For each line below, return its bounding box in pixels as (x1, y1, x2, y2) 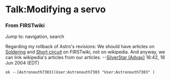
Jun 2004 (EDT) (5, 60, 40, 66)
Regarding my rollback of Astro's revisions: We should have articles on (5, 44, 155, 50)
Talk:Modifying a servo (5, 4, 106, 15)
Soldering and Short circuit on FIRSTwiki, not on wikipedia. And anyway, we (5, 49, 165, 55)
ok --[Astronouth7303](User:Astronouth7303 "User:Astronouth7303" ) (5, 70, 155, 75)
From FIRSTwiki (5, 22, 45, 29)
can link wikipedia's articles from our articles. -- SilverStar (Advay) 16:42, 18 (5, 54, 165, 61)
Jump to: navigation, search (5, 33, 64, 39)
